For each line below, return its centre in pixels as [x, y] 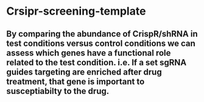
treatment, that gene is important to [76, 82]
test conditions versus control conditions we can [101, 43]
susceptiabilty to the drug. [58, 91]
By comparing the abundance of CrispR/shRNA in [102, 34]
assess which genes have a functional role [89, 53]
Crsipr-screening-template [76, 11]
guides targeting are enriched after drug [84, 72]
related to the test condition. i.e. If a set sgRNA [97, 62]
